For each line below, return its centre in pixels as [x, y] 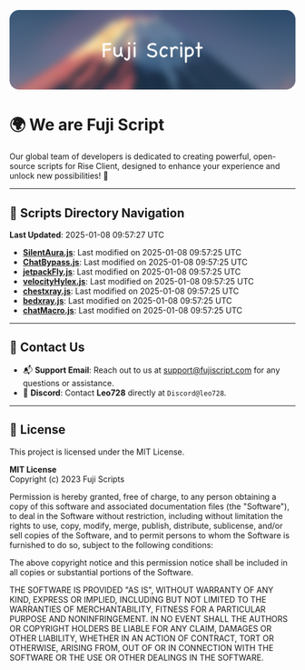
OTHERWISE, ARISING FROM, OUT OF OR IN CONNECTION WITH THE [142, 647]
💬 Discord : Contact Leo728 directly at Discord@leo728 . [124, 393]
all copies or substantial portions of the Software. [101, 572]
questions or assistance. [69, 383]
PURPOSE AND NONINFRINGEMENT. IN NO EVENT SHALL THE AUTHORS [149, 618]
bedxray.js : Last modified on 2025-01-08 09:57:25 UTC [128, 301]
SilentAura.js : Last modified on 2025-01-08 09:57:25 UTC [132, 253]
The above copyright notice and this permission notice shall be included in [148, 562]
